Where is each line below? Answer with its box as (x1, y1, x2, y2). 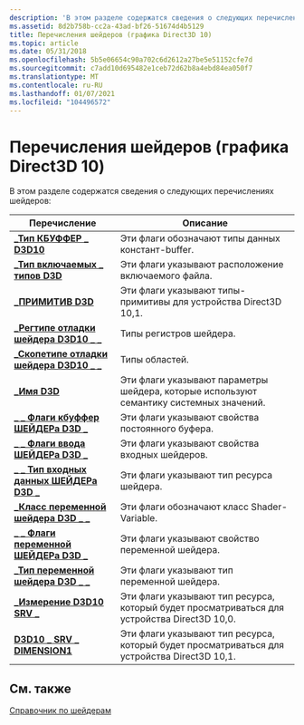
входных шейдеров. (119, 449, 208, 461)
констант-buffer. (119, 244, 195, 256)
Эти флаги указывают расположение (119, 258, 284, 271)
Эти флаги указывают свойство (119, 532, 260, 545)
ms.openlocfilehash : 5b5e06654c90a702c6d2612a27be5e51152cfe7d (9, 55, 253, 64)
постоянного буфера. (119, 422, 214, 435)
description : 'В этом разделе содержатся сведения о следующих (9, 13, 253, 23)
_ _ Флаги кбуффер (14, 411, 100, 424)
